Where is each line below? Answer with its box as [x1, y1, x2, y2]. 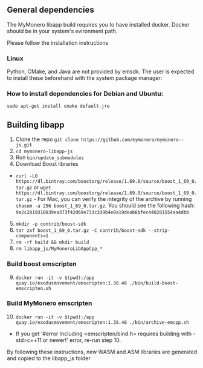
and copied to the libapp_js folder [7, 354, 91, 362]
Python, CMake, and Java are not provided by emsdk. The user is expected [7, 68, 195, 75]
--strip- [148, 228, 170, 234]
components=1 [15, 233, 49, 239]
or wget [33, 184, 51, 191]
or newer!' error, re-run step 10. [42, 336, 121, 344]
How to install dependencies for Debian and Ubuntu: [7, 90, 164, 98]
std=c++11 [15, 336, 42, 344]
